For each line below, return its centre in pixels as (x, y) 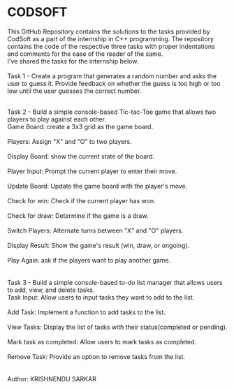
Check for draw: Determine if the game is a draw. (78, 215)
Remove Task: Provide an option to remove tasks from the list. (96, 356)
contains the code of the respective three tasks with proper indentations (111, 46)
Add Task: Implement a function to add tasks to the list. (87, 312)
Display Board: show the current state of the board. (81, 156)
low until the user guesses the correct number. (74, 91)
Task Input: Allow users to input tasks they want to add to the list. (101, 297)
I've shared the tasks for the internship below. (73, 61)
